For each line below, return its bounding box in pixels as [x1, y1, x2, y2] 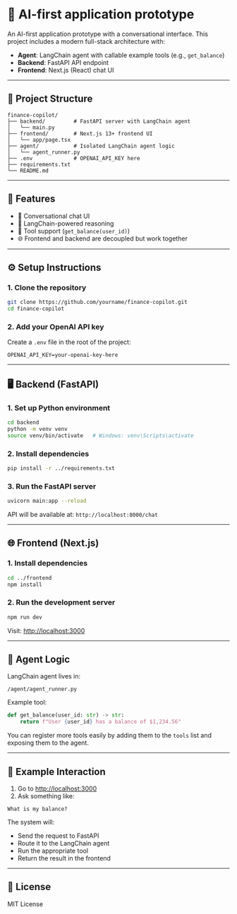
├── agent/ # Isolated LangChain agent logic [7, 142, 175, 150]
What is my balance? [7, 805, 68, 812]
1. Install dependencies [7, 559, 88, 568]
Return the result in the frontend [17, 853, 111, 863]
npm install [7, 581, 42, 588]
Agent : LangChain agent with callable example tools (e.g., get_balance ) [17, 51, 225, 59]
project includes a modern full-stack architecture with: [7, 37, 166, 45]
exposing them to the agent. [7, 738, 90, 747]
